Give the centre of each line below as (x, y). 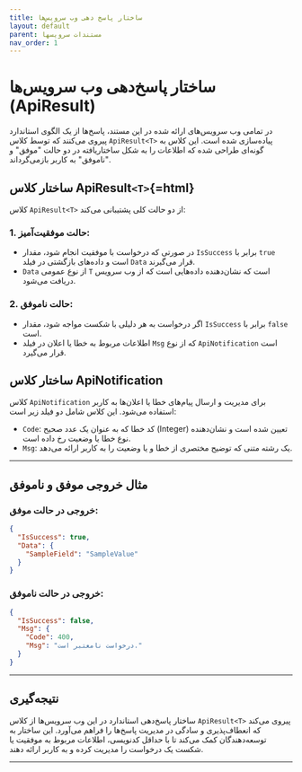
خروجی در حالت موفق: (54, 510)
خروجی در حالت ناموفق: (57, 593)
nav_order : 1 (34, 43)
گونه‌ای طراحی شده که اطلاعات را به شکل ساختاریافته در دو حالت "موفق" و (137, 150)
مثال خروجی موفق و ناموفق (79, 484)
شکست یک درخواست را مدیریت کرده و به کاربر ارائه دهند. (107, 749)
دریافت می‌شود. (49, 281)
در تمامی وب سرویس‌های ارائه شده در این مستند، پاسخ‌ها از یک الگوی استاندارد (141, 131)
